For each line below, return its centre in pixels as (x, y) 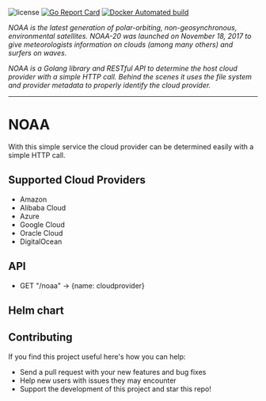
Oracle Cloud (41, 233)
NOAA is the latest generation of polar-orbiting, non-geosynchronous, (123, 27)
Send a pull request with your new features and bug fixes (113, 372)
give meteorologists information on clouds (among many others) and (121, 44)
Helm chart (36, 310)
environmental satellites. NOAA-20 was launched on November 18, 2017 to (130, 36)
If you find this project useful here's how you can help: (97, 357)
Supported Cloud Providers (77, 180)
